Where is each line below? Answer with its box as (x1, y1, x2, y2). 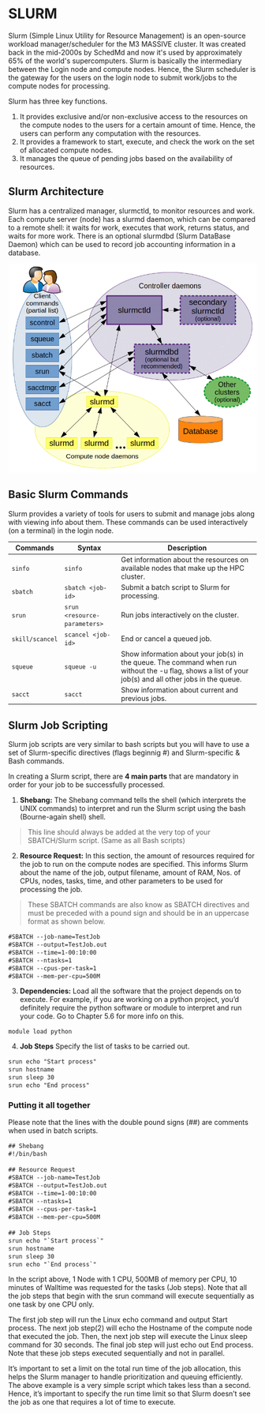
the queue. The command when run (121, 657, 237, 667)
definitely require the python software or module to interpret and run (19, 1003, 242, 1013)
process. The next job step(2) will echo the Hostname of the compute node (8, 1323, 252, 1333)
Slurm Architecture (8, 185, 104, 198)
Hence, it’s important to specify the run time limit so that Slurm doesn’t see (8, 1389, 251, 1398)
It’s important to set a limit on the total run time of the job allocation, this (8, 1363, 241, 1374)
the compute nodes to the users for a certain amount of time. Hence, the (19, 120, 256, 129)
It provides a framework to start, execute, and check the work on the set (19, 137, 255, 146)
